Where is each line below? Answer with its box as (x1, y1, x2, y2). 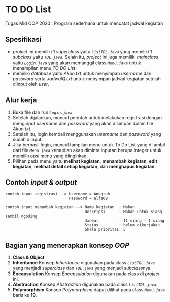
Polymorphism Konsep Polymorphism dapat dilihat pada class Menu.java (12, 287, 165, 293)
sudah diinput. (12, 136, 43, 142)
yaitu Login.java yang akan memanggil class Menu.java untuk (12, 59, 141, 66)
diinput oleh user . (12, 81, 50, 87)
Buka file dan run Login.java (12, 109, 73, 115)
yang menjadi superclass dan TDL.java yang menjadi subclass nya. (12, 265, 152, 271)
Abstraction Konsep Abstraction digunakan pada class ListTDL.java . (12, 281, 158, 288)
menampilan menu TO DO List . (12, 65, 77, 71)
